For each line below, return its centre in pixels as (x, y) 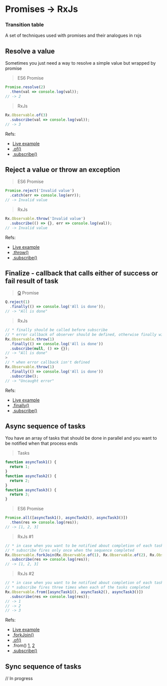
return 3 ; (20, 494)
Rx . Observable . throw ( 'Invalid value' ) (45, 218)
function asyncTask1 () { (31, 462)
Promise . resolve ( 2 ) (25, 87)
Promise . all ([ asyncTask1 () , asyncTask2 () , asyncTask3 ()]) (66, 518)
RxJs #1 (25, 536)
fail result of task (32, 281)
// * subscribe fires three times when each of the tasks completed (78, 588)
